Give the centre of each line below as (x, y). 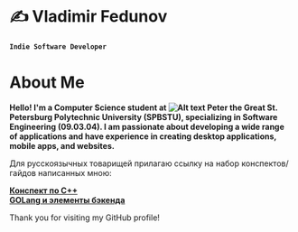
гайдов (23, 172)
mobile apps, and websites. (62, 145)
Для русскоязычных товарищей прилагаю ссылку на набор (125, 163)
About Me (47, 83)
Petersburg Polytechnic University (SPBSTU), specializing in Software (144, 116)
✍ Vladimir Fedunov (88, 17)
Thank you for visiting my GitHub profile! (85, 218)
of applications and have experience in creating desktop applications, (143, 136)
